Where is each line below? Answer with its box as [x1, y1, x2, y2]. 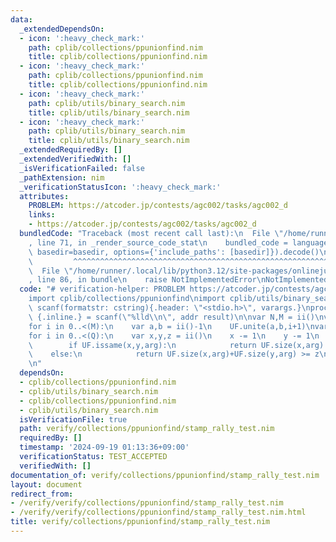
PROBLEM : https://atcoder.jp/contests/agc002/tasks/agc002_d [28, 201, 288, 211]
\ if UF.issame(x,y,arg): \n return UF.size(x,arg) [28, 340, 325, 350]
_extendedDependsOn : [19, 24, 105, 34]
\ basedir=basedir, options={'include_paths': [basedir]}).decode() [28, 247, 320, 257]
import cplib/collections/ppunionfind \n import [28, 294, 226, 304]
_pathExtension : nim [19, 172, 105, 183]
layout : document [10, 479, 83, 490]
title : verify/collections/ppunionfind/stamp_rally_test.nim [10, 517, 271, 527]
